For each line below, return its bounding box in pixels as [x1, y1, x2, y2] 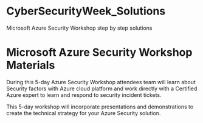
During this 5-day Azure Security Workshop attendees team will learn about [6, 78, 196, 85]
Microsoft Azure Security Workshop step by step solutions [6, 24, 153, 32]
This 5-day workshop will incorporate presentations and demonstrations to [6, 103, 194, 110]
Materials [6, 59, 55, 72]
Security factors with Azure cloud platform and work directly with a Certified [6, 85, 198, 92]
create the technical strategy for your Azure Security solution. [6, 109, 161, 116]
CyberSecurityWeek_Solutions [6, 4, 166, 18]
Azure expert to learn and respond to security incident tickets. [6, 91, 162, 98]
